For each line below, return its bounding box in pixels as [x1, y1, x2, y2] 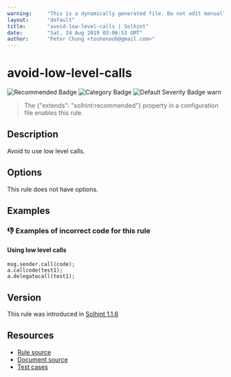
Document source [16, 355, 69, 363]
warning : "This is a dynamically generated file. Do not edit [7, 10, 201, 17]
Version [7, 292, 41, 303]
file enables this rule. [23, 109, 84, 117]
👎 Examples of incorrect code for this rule [7, 226, 151, 235]
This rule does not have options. [7, 185, 98, 193]
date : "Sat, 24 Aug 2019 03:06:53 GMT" [7, 29, 143, 36]
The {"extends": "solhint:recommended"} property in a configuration [23, 101, 219, 110]
